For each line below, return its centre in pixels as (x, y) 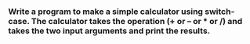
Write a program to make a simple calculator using (106, 12)
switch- (220, 12)
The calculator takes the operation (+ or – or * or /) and (137, 21)
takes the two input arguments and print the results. (109, 31)
